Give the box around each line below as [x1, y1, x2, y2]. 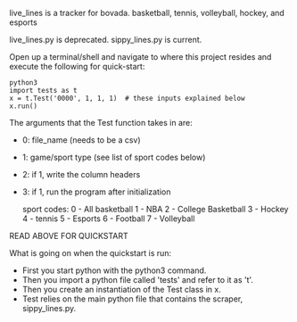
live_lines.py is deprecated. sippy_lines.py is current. [9, 35, 202, 45]
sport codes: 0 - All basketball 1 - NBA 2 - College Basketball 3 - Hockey [21, 204, 289, 214]
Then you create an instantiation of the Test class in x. [21, 285, 221, 294]
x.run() [9, 102, 38, 111]
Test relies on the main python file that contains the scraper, [21, 293, 243, 304]
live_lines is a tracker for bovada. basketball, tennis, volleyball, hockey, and [9, 8, 285, 18]
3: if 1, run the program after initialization [21, 186, 171, 197]
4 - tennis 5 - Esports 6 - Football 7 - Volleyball [21, 213, 195, 224]
